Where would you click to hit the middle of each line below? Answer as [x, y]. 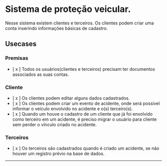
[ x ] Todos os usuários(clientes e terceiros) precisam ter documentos [84, 69]
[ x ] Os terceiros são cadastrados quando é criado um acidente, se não [86, 149]
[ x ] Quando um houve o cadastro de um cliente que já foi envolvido [83, 114]
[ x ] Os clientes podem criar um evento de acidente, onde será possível [86, 103]
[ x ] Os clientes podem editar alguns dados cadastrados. [71, 98]
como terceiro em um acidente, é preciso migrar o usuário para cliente [84, 119]
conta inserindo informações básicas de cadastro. [56, 28]
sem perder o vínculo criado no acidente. [54, 124]
